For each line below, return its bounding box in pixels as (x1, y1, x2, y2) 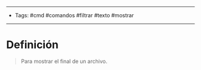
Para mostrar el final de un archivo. (20, 58, 108, 65)
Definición (6, 38, 59, 52)
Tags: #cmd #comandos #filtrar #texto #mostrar (14, 12, 134, 18)
